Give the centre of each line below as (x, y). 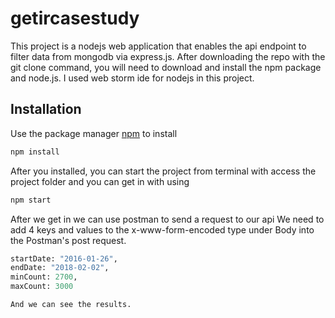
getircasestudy (75, 18)
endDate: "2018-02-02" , (60, 268)
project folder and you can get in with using (100, 181)
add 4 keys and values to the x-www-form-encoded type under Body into (162, 229)
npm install (35, 152)
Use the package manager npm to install (94, 133)
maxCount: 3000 (42, 287)
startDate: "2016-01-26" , (64, 258)
